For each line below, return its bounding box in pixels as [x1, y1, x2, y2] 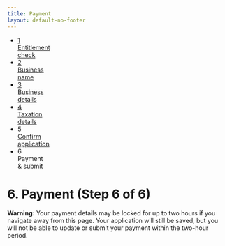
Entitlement [17, 43, 50, 52]
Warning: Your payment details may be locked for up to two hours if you [7, 209, 216, 217]
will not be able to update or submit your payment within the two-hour [7, 224, 209, 232]
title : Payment [7, 10, 52, 17]
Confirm [17, 132, 42, 140]
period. [7, 231, 28, 240]
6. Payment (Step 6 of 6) [7, 186, 151, 202]
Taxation [17, 109, 43, 118]
